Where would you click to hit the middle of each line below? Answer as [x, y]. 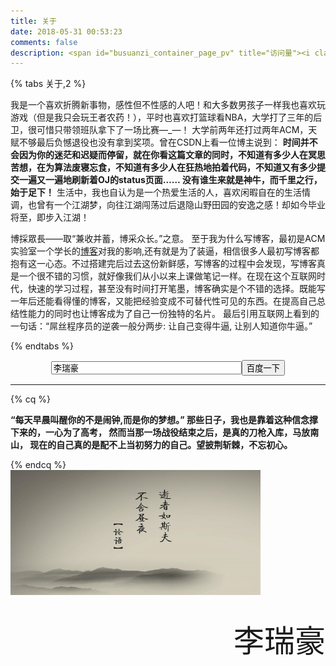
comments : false [44, 42]
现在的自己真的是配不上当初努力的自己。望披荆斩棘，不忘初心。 [161, 445]
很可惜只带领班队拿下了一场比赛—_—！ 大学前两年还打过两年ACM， [168, 130]
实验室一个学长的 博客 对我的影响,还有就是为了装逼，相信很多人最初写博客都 [165, 251]
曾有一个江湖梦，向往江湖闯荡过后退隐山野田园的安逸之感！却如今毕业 [181, 205]
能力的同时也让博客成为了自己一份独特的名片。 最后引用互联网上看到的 [173, 314]
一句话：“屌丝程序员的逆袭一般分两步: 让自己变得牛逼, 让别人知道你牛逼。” [161, 326]
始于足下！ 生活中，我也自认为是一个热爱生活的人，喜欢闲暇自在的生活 [156, 192]
